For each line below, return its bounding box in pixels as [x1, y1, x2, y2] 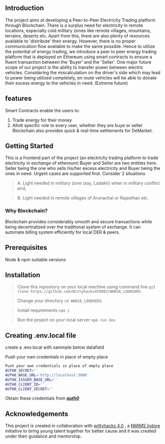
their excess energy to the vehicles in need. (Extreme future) [5, 80, 128, 86]
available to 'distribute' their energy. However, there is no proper [5, 38, 136, 44]
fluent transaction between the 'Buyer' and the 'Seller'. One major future [5, 59, 152, 65]
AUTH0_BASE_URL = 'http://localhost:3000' [5, 372, 90, 377]
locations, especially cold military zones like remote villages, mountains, [5, 27, 151, 34]
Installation [5, 271, 40, 279]
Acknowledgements [5, 409, 68, 418]
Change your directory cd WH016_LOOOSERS [17, 298, 102, 304]
